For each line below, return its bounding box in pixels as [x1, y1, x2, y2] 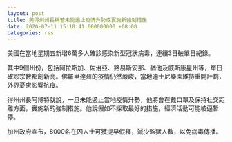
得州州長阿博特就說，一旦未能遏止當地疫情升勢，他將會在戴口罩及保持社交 [7, 96, 219, 104]
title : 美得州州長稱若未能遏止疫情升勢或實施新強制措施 [7, 17, 147, 23]
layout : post [7, 10, 45, 17]
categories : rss [7, 29, 54, 37]
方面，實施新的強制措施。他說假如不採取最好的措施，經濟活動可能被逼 [12, 104, 213, 112]
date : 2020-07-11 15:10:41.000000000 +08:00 [7, 23, 137, 30]
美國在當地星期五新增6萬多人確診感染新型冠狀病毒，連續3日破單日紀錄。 [7, 49, 215, 57]
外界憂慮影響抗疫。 [7, 81, 62, 90]
